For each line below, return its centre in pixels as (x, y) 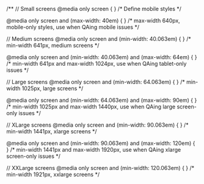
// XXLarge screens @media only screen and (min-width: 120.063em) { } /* (100, 168)
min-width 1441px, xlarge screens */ (52, 131)
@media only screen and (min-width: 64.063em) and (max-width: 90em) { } (102, 100)
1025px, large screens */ (53, 88)
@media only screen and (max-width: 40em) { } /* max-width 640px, (93, 20)
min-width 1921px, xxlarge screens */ (53, 174)
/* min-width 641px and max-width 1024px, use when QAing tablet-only (97, 64)
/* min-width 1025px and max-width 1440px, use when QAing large (91, 107)
